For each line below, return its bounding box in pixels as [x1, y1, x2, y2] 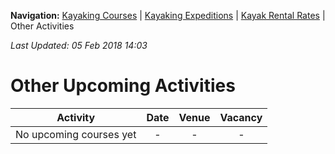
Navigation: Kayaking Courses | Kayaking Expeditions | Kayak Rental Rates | [10, 10, 326, 21]
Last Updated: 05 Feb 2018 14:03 [10, 40, 148, 51]
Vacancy [219, 110, 263, 124]
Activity [56, 110, 96, 124]
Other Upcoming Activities [10, 75, 236, 97]
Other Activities [10, 20, 75, 32]
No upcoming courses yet [15, 127, 137, 141]
